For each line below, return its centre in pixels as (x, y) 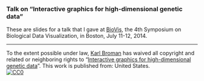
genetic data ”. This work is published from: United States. (78, 66)
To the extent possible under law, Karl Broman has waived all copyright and (100, 53)
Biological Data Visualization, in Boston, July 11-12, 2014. (77, 36)
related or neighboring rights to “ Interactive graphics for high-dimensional (99, 59)
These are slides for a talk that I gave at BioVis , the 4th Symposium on (94, 29)
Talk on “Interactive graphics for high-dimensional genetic (95, 9)
